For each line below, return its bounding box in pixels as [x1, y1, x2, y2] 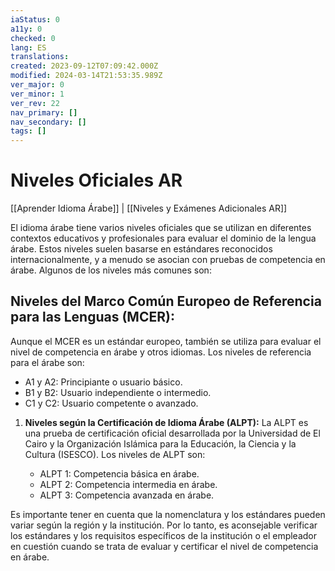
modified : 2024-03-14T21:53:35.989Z [10, 71, 163, 81]
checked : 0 [10, 33, 56, 43]
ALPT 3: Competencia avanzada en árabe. [39, 489, 215, 501]
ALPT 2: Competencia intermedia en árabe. [39, 478, 218, 490]
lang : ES [10, 42, 47, 53]
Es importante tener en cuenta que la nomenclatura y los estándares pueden [10, 508, 326, 520]
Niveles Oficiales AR [10, 169, 183, 192]
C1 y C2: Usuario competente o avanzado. [24, 397, 199, 409]
